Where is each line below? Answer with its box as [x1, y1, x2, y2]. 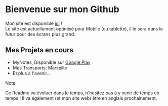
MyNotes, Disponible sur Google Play [12, 59, 91, 65]
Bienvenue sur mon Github [5, 4, 120, 15]
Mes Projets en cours [5, 46, 73, 54]
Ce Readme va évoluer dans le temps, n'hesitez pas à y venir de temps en [5, 90, 159, 96]
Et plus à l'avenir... [12, 70, 51, 76]
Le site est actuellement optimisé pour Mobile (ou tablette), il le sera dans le [5, 25, 163, 31]
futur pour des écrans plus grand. [5, 31, 76, 37]
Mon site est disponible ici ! [5, 20, 62, 26]
